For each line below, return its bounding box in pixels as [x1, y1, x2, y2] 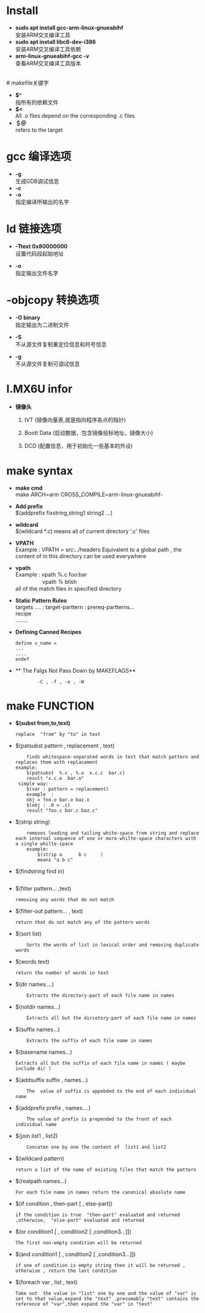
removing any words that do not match [15, 896, 114, 902]
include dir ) [15, 1065, 51, 1072]
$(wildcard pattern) [15, 1154, 64, 1162]
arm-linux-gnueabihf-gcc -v [15, 52, 90, 59]
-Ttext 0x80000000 [15, 243, 68, 250]
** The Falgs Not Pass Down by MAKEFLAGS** [15, 667, 136, 674]
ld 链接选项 [6, 222, 62, 236]
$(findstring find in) [15, 868, 64, 875]
